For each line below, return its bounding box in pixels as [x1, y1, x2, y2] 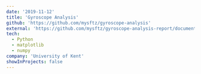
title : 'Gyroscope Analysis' [6, 14, 79, 20]
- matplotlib [11, 42, 44, 48]
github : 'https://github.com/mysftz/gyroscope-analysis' [6, 20, 151, 26]
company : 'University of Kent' [6, 53, 84, 59]
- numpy [11, 48, 31, 54]
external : [6, 25, 31, 32]
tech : [6, 31, 20, 37]
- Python [11, 36, 33, 42]
